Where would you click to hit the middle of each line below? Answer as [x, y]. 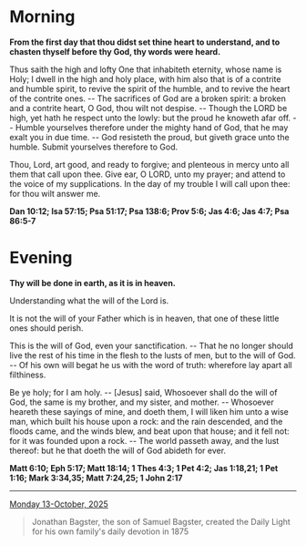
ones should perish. [46, 328]
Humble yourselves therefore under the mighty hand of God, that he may [152, 127]
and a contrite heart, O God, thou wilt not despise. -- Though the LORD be [148, 108]
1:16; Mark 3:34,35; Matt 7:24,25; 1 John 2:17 [96, 478]
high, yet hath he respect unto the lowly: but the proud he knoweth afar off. [150, 118]
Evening [41, 258]
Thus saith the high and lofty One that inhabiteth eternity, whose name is [146, 69]
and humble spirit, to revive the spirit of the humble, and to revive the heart [150, 88]
